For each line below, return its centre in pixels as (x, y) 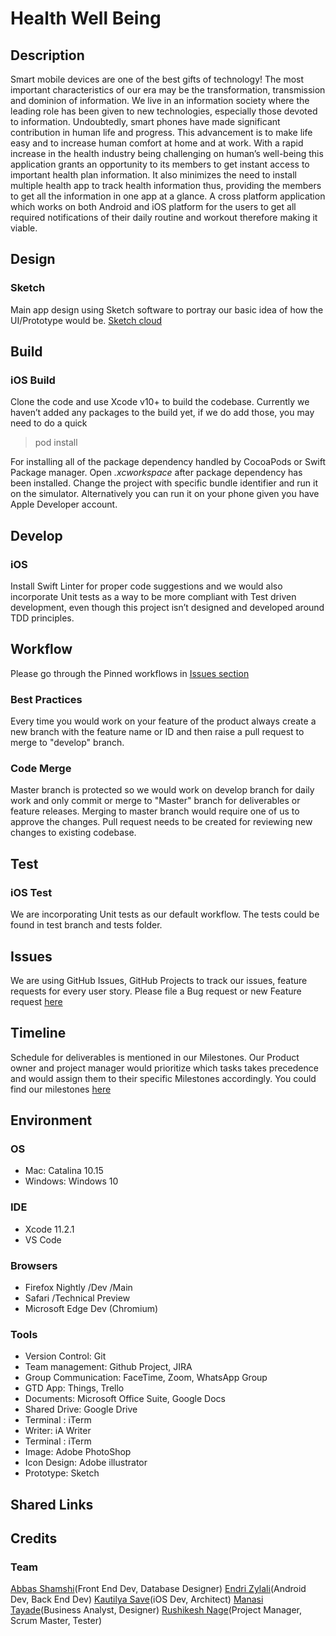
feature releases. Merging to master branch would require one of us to (155, 811)
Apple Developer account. (64, 504)
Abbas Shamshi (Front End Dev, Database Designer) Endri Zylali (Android (158, 1589)
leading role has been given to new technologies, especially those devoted (164, 111)
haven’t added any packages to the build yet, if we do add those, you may (162, 413)
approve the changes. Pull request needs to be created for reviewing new (161, 822)
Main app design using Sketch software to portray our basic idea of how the (167, 309)
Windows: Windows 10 (71, 1181)
